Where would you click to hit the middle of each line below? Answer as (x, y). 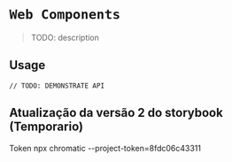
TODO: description (65, 37)
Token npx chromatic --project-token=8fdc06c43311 (105, 148)
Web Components (65, 15)
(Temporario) (46, 127)
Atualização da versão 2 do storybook (116, 113)
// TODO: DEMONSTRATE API (57, 86)
